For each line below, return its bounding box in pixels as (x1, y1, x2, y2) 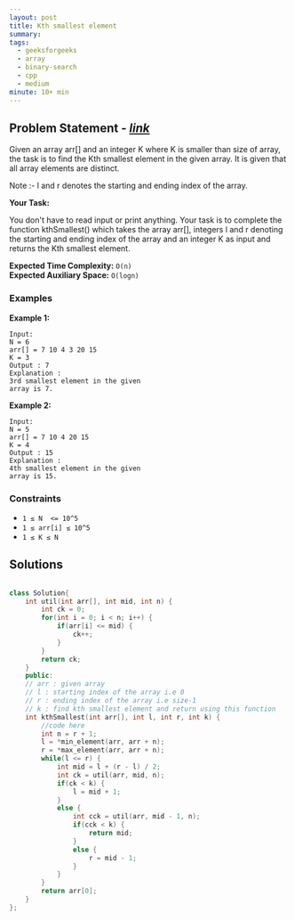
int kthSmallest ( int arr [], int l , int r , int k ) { (25, 712, 220, 721)
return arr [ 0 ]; (41, 887, 98, 896)
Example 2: (9, 400, 52, 411)
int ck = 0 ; (41, 605, 86, 615)
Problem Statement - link (9, 120, 150, 135)
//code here (41, 721, 86, 730)
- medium (17, 79, 50, 88)
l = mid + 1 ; (72, 787, 122, 796)
